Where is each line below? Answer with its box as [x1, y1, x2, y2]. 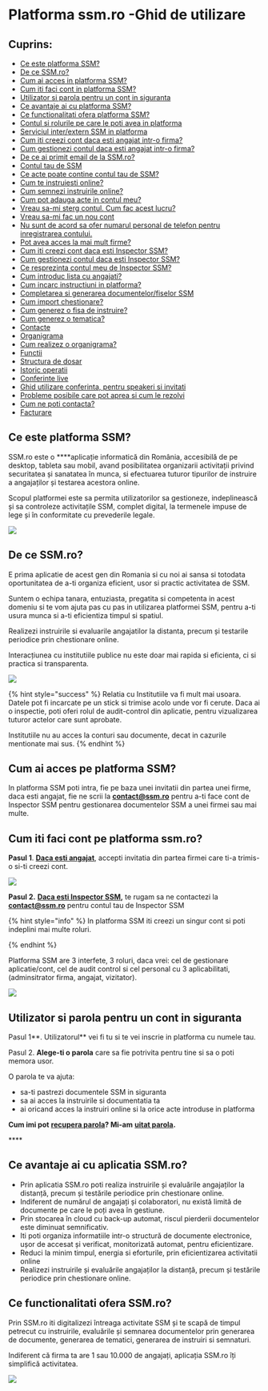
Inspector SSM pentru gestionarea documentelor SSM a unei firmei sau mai [8, 800, 258, 810]
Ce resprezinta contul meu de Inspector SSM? [19, 263, 172, 272]
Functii [19, 348, 42, 357]
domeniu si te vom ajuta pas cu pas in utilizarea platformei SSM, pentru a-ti [8, 602, 256, 612]
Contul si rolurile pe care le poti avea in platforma [19, 119, 182, 127]
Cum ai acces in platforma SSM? [19, 76, 128, 85]
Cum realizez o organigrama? [19, 340, 118, 349]
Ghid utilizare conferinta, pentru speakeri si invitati [19, 382, 186, 392]
